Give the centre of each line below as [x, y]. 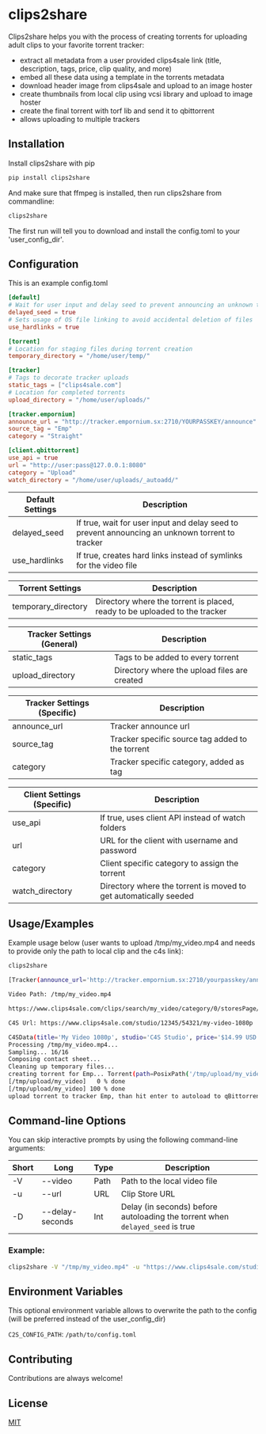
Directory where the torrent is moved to [173, 886]
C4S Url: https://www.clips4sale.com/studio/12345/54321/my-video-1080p [131, 1023]
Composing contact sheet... [55, 1059]
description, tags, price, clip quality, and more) [96, 68]
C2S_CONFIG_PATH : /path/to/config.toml [72, 1334]
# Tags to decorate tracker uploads [68, 378]
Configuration [44, 264]
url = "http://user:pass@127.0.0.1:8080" [78, 465]
